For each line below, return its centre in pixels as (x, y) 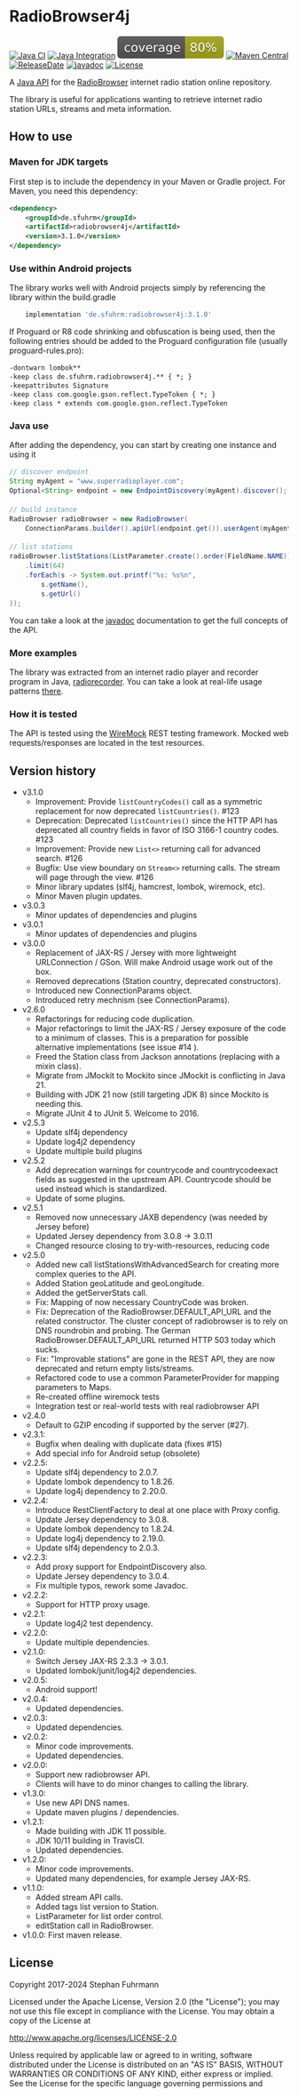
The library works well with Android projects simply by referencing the (137, 288)
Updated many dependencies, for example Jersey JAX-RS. (143, 1878)
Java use (29, 426)
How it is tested (43, 714)
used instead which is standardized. (101, 1189)
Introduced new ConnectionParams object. (114, 990)
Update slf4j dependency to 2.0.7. (97, 1472)
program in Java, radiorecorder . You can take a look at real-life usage (136, 681)
